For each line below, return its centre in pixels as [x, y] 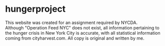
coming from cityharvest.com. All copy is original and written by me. [75, 38]
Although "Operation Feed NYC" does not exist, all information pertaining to [82, 27]
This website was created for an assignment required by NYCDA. [71, 23]
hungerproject [35, 9]
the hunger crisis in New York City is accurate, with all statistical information [83, 33]
